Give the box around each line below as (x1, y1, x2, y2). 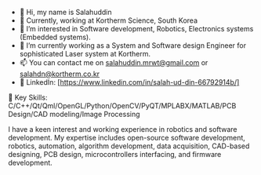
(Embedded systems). (19, 32, 92, 42)
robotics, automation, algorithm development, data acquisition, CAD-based (8, 141, 250, 151)
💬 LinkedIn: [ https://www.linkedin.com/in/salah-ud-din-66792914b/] (19, 78, 240, 86)
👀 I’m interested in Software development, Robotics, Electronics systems (19, 24, 254, 33)
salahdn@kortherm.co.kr (19, 69, 100, 78)
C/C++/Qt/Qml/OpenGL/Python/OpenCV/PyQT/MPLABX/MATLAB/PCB (8, 101, 237, 110)
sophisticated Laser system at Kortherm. (19, 49, 151, 58)
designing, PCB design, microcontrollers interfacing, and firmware (8, 150, 222, 159)
